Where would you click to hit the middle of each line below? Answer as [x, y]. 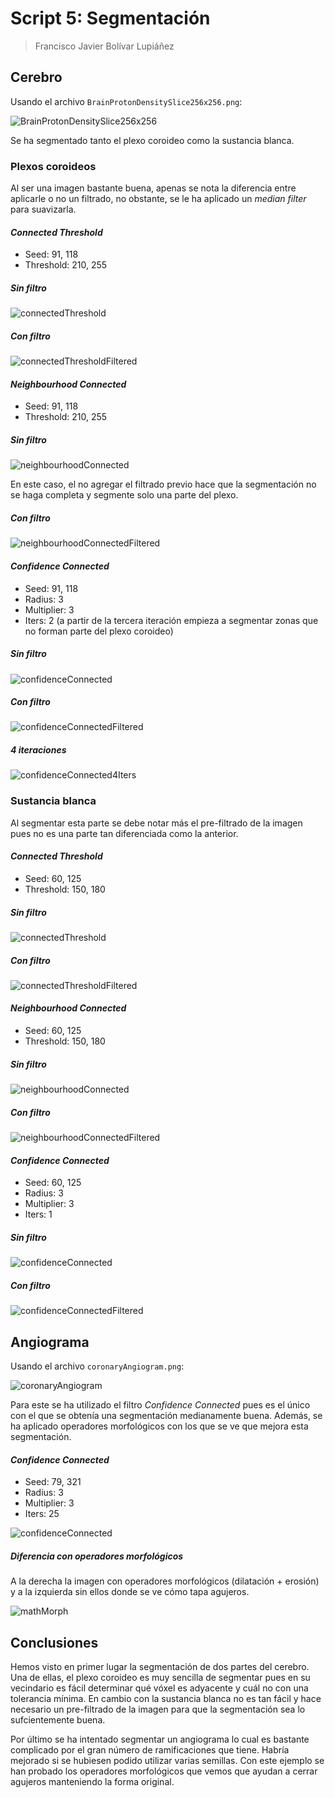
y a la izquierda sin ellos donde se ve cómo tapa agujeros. [130, 1592]
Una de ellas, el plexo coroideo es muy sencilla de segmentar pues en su [160, 1677]
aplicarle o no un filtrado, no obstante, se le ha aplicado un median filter [158, 199]
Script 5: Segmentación [110, 18]
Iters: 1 [38, 1214]
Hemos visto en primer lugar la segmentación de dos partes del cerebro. [160, 1666]
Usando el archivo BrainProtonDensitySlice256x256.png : [126, 101]
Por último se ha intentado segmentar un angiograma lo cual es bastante [160, 1739]
